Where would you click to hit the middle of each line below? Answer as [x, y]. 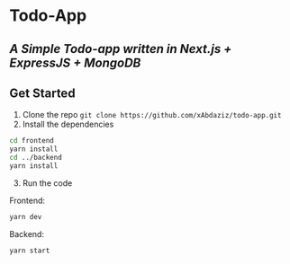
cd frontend [32, 141]
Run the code [47, 183]
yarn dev [26, 216]
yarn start [30, 251]
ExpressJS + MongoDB [75, 62]
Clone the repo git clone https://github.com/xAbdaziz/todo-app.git [152, 115]
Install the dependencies [68, 124]
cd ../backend [36, 158]
